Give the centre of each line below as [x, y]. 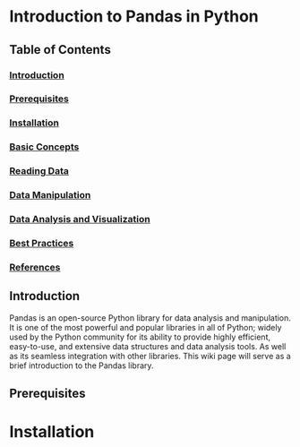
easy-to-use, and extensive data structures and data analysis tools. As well [148, 346]
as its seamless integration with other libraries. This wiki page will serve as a [150, 356]
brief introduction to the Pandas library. [81, 365]
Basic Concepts [44, 147]
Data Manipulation [50, 195]
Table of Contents [60, 50]
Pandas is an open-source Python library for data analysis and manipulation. [150, 318]
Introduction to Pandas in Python [134, 17]
